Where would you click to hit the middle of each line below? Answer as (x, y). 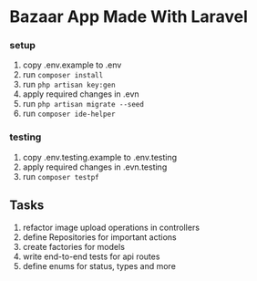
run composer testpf (61, 176)
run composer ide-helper (69, 114)
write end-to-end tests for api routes (91, 256)
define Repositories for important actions (99, 237)
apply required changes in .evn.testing (95, 167)
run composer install (63, 75)
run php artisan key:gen (69, 85)
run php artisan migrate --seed (83, 104)
